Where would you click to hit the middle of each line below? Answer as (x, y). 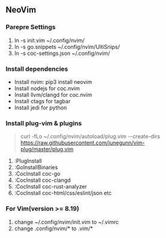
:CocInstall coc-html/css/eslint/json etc (63, 193)
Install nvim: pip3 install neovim (53, 82)
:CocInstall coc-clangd (42, 180)
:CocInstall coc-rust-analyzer (51, 187)
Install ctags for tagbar (42, 101)
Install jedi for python (41, 108)
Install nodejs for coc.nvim (47, 88)
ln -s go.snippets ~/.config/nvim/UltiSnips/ (67, 47)
